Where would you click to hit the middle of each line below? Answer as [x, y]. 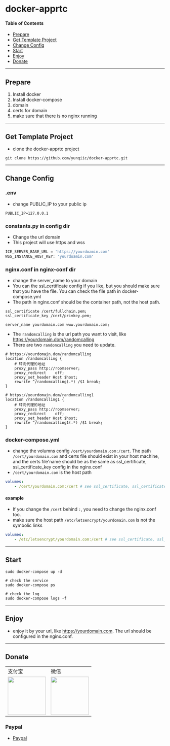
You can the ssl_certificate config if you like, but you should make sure [86, 286]
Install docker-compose [37, 100]
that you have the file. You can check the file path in [67, 291]
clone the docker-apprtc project [46, 149]
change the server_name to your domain [55, 281]
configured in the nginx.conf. [43, 636]
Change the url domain [36, 237]
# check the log [22, 594]
